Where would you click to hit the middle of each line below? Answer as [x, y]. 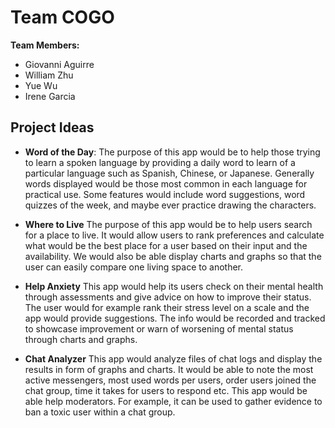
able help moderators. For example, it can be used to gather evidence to [173, 401]
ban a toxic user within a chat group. [100, 412]
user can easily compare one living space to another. [134, 267]
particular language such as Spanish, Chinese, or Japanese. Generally [169, 173]
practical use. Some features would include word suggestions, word [165, 194]
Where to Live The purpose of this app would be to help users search [168, 224]
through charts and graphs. [81, 339]
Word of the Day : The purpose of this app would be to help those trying [172, 152]
